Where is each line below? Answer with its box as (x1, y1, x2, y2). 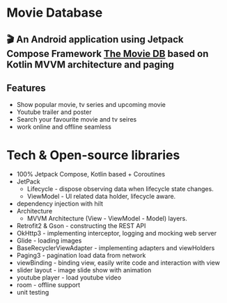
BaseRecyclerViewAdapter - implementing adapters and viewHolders (16, 244, 215, 252)
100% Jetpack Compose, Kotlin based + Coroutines (16, 170, 165, 179)
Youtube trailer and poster (16, 108, 92, 116)
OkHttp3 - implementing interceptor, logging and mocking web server (16, 229, 217, 238)
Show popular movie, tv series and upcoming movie (16, 101, 166, 109)
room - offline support (16, 281, 81, 289)
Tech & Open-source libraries (6, 147, 180, 163)
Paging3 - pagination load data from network (16, 252, 146, 260)
